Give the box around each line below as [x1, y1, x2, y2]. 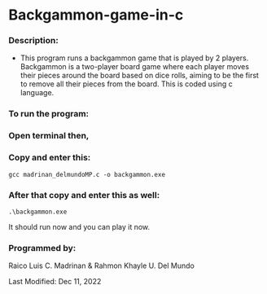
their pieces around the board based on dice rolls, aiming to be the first [20, 71, 259, 81]
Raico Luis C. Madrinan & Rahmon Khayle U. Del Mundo [8, 261, 195, 270]
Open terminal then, [8, 130, 90, 142]
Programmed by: [8, 242, 77, 253]
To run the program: [8, 108, 90, 120]
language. [20, 88, 55, 98]
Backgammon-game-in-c [8, 6, 184, 24]
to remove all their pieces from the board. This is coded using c [20, 79, 234, 89]
